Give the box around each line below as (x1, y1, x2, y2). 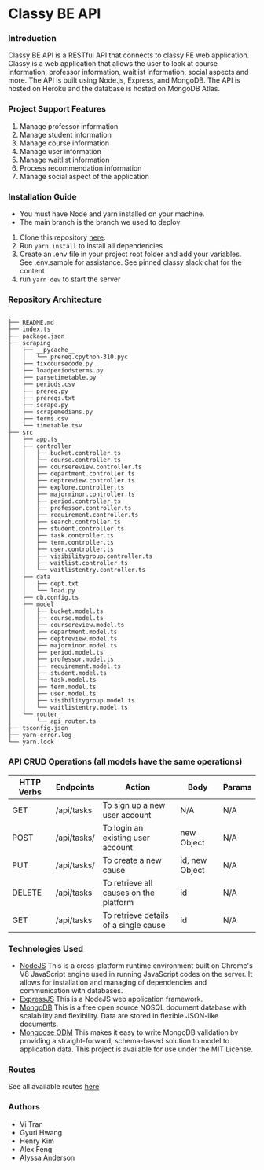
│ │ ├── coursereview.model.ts (8, 622, 125, 629)
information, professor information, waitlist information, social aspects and (8, 68, 249, 77)
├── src (8, 429, 34, 437)
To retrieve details (102, 909, 169, 920)
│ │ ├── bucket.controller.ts (8, 449, 122, 457)
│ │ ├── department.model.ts (8, 628, 118, 636)
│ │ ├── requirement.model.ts (8, 662, 122, 670)
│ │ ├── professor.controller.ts (8, 504, 132, 512)
